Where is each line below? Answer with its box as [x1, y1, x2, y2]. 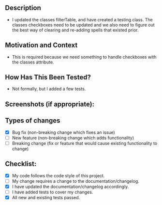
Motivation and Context [5, 41, 78, 49]
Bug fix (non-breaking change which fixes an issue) [12, 129, 115, 135]
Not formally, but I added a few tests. [12, 86, 86, 92]
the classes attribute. [12, 59, 54, 65]
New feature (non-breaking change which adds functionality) [12, 135, 134, 141]
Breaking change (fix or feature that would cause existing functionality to [12, 140, 158, 146]
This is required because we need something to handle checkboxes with [12, 54, 157, 60]
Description [5, 4, 41, 12]
